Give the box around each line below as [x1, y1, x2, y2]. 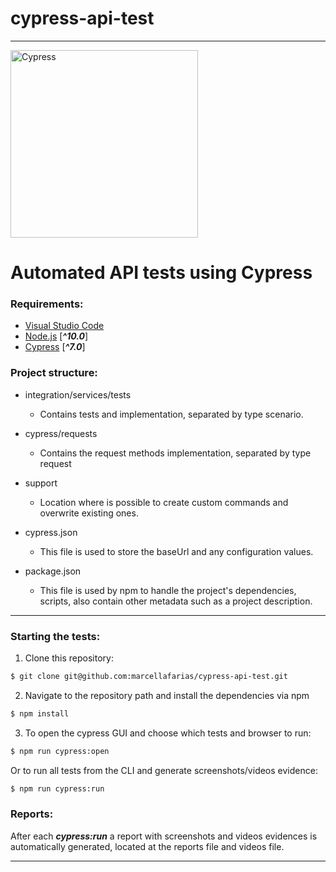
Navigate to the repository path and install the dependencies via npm [24, 689, 310, 701]
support [24, 477, 58, 489]
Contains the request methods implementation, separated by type [39, 447, 312, 459]
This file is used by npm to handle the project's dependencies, [39, 584, 297, 596]
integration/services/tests [24, 388, 132, 401]
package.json [24, 565, 82, 577]
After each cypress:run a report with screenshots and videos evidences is [10, 830, 318, 842]
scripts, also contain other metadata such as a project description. [39, 595, 313, 607]
